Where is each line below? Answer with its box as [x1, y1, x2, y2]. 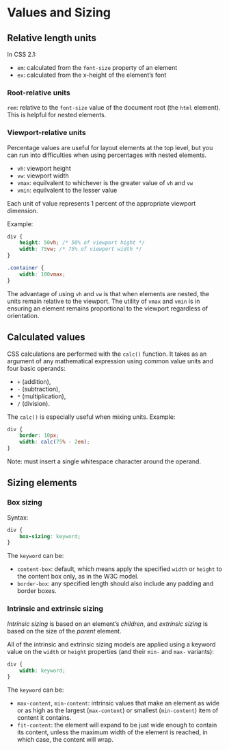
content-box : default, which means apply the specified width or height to [16, 565, 222, 573]
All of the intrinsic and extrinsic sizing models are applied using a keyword [7, 640, 216, 649]
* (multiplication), [16, 392, 66, 400]
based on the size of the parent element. [7, 627, 122, 635]
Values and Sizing [7, 5, 111, 21]
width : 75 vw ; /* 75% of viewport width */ [19, 245, 142, 253]
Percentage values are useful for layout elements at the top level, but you [7, 143, 213, 152]
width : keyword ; [19, 667, 66, 674]
